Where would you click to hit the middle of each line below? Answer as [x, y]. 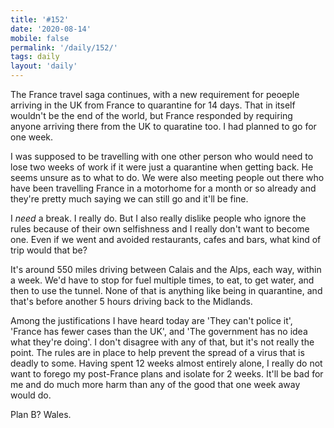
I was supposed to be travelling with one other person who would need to [162, 156]
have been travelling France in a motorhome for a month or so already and [163, 188]
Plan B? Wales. [41, 414]
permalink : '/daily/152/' [64, 47]
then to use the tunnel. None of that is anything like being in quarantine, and [166, 290]
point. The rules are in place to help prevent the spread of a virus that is [157, 352]
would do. [31, 395]
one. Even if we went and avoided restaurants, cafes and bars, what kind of [166, 239]
